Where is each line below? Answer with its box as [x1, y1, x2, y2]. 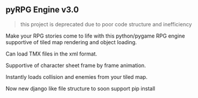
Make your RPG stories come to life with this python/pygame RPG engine [5, 32, 185, 39]
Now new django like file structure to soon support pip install [5, 85, 156, 92]
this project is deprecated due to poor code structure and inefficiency [20, 20, 192, 27]
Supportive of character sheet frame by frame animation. [5, 62, 146, 69]
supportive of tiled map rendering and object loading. [5, 38, 137, 45]
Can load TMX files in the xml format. [5, 50, 98, 57]
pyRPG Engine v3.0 [5, 5, 79, 15]
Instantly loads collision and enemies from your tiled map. [5, 73, 148, 80]
